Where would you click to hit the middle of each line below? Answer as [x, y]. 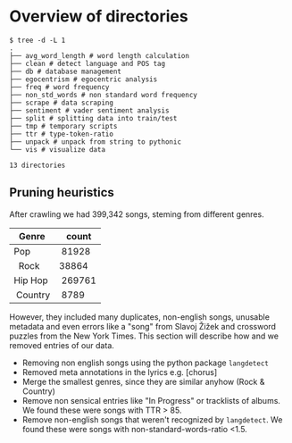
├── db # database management [66, 71]
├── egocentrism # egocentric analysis [83, 79]
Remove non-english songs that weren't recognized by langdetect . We [152, 419]
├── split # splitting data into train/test [93, 118]
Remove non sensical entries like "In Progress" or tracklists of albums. [151, 400]
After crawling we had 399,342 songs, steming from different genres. [137, 214]
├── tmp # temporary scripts [63, 126]
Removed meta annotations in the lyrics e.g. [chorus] [119, 372]
